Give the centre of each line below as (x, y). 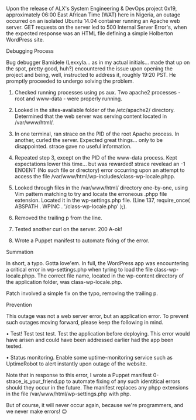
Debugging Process (30, 51)
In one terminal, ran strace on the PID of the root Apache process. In (97, 134)
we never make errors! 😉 (37, 411)
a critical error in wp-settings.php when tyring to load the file (80, 270)
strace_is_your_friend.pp (36, 381)
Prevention (19, 305)
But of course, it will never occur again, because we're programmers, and (95, 405)
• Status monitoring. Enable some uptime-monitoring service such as (89, 358)
